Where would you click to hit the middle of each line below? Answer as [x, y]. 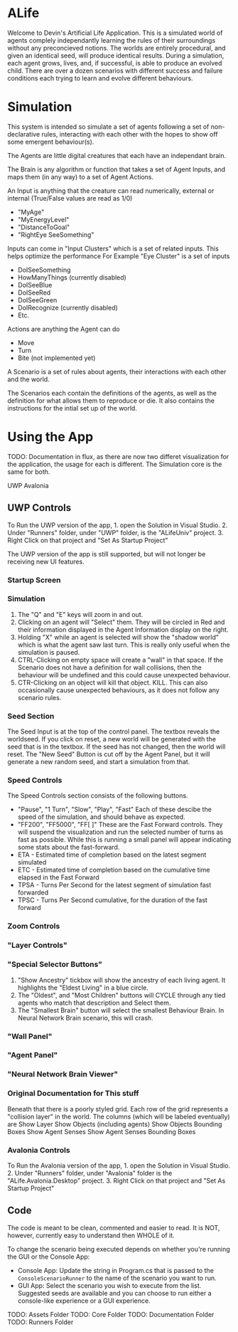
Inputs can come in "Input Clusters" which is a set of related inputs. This [113, 248]
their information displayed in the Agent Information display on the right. [123, 629]
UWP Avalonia [28, 485]
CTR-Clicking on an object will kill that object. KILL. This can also [113, 682]
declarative [24, 134]
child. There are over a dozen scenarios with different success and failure [115, 70]
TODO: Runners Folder [40, 1322]
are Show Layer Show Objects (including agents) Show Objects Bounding [115, 1124]
